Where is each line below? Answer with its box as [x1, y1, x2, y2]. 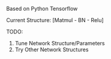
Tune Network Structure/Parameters [14, 40, 105, 46]
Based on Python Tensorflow [6, 5, 78, 12]
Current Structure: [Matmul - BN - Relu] [6, 17, 104, 23]
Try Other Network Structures [14, 46, 89, 53]
